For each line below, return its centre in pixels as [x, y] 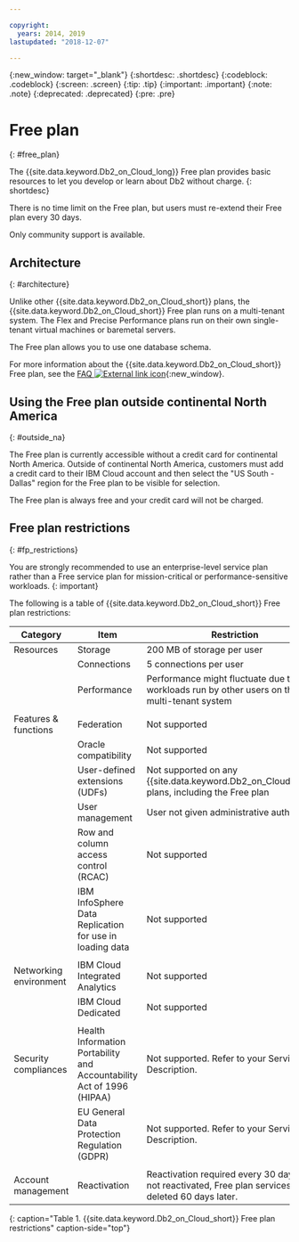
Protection [99, 1134]
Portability [98, 1052]
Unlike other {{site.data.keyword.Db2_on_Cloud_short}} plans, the [130, 302]
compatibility [104, 756]
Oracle [91, 744]
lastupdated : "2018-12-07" [59, 42]
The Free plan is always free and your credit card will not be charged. [137, 500]
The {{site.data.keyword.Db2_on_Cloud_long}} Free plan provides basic [140, 172]
